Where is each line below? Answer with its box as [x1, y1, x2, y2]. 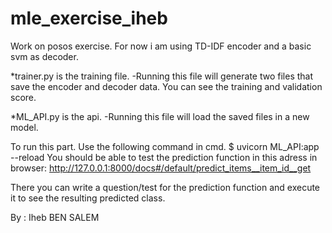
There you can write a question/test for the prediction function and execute [10, 181, 321, 193]
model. [10, 121, 39, 133]
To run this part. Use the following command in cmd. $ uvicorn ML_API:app [10, 140, 320, 152]
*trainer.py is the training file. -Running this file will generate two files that [10, 70, 314, 82]
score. [10, 91, 37, 103]
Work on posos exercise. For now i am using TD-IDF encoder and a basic [10, 40, 312, 52]
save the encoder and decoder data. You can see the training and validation [10, 80, 323, 92]
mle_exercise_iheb [10, 7, 168, 30]
